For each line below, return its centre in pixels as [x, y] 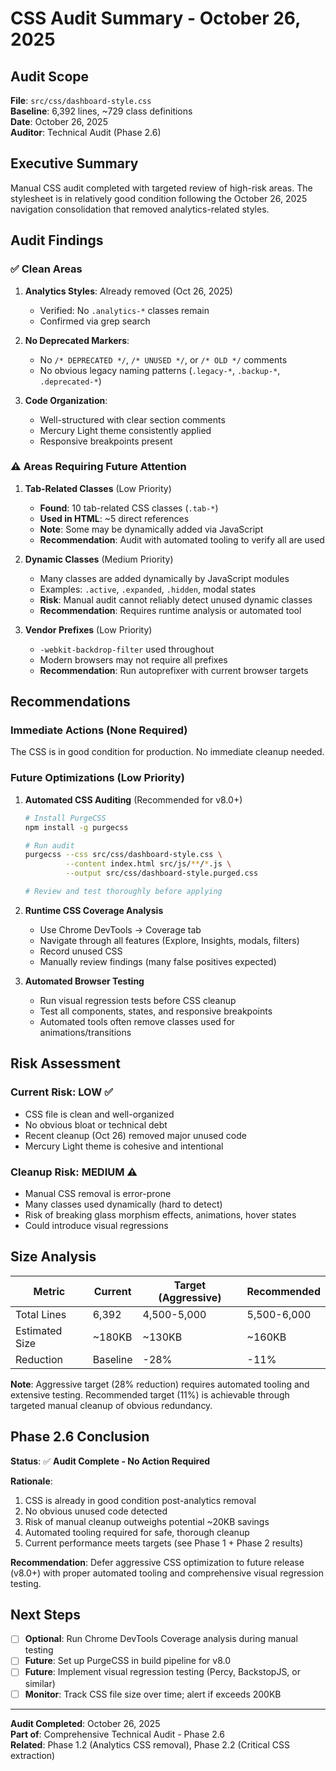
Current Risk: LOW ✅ [61, 1092]
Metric [49, 1291]
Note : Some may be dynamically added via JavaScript [151, 529]
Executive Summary [74, 163]
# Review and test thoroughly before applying [123, 892]
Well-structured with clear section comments [132, 419]
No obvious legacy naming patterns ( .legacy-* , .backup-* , [160, 370]
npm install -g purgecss [76, 827]
